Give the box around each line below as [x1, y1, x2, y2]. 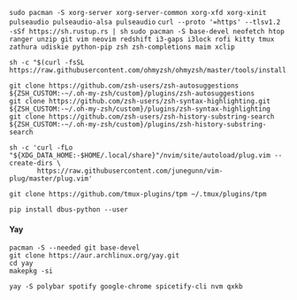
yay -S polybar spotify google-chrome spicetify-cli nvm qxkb [9, 282, 243, 291]
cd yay [9, 259, 34, 268]
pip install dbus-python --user [9, 205, 128, 214]
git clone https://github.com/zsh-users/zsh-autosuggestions [9, 81, 240, 90]
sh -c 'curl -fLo [9, 143, 73, 152]
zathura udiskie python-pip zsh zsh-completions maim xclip [9, 42, 236, 51]
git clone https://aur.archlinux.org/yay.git [9, 251, 179, 260]
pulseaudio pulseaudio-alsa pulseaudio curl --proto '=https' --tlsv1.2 [9, 18, 281, 27]
